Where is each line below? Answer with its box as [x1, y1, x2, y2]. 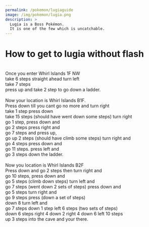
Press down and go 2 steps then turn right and [5, 168, 102, 174]
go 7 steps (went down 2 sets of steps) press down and [5, 184, 121, 190]
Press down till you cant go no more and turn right [5, 103, 110, 109]
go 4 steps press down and [5, 141, 62, 147]
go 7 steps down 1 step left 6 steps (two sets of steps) [5, 205, 118, 211]
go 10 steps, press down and [5, 173, 65, 179]
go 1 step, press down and [5, 119, 60, 125]
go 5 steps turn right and [5, 189, 57, 196]
